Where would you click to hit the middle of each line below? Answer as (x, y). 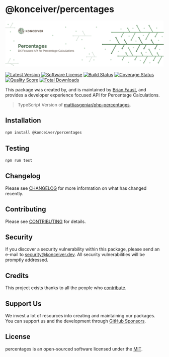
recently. (14, 193)
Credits (17, 275)
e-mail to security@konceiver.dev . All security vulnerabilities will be (75, 255)
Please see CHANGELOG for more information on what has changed (76, 188)
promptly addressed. (27, 260)
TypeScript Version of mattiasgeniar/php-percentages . (74, 104)
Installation (23, 121)
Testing (17, 148)
